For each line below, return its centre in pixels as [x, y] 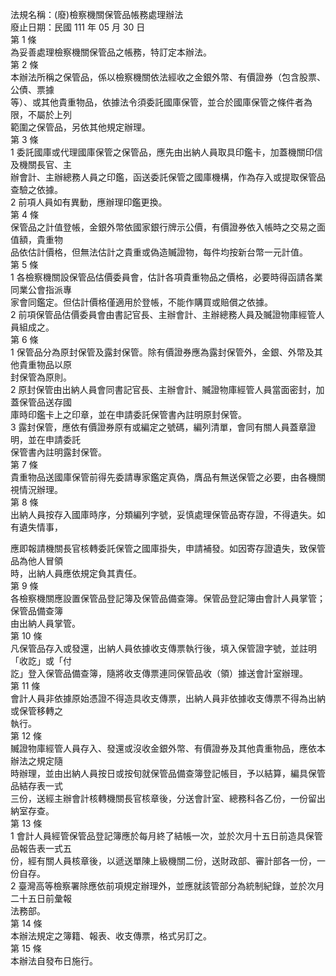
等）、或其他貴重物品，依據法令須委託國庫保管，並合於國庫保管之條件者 [157, 102]
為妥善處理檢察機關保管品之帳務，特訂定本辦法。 [111, 52]
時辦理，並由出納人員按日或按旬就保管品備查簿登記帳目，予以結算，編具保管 [168, 773]
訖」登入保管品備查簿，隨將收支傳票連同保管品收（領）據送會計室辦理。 [159, 673]
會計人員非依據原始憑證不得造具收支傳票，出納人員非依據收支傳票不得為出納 [168, 698]
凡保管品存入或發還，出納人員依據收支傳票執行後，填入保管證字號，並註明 [163, 648]
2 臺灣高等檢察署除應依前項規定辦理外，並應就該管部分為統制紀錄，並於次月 [167, 886]
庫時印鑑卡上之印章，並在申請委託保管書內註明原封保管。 [128, 414]
